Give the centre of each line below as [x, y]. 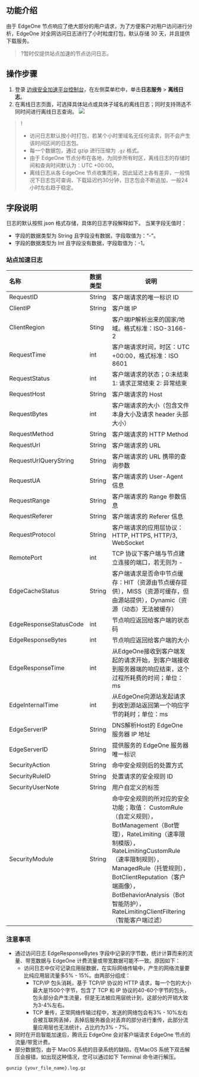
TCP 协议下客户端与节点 [146, 553]
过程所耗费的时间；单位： [148, 678]
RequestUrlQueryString [41, 460]
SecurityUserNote [34, 787]
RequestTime [28, 354]
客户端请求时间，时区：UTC [151, 347]
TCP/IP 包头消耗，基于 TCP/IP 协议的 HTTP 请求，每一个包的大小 [112, 983]
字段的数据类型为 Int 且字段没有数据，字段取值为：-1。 [81, 243]
